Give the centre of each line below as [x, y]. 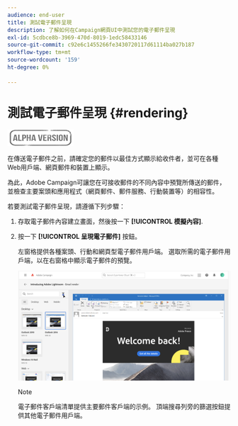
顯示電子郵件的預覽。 [104, 260]
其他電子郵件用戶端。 [55, 415]
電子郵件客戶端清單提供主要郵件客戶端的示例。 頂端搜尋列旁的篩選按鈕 [121, 407]
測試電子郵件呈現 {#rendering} [98, 113]
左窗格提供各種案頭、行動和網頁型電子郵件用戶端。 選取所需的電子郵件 [121, 251]
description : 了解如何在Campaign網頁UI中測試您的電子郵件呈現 [91, 30]
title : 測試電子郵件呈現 [40, 22]
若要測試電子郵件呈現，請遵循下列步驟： [66, 206]
